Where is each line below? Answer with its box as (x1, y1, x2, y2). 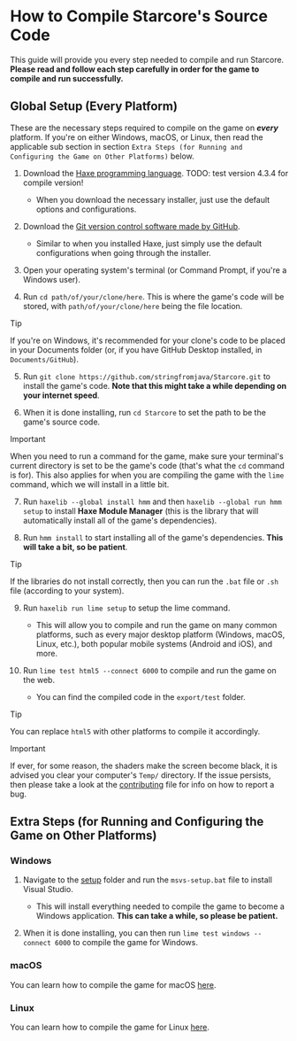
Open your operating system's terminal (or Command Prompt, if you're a (22, 264, 287, 276)
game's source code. (22, 416, 101, 427)
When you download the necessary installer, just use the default (35, 194, 270, 205)
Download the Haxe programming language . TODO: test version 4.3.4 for (22, 167, 289, 178)
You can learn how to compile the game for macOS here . (10, 979, 217, 990)
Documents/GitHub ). (10, 353, 79, 364)
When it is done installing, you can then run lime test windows (22, 928, 250, 938)
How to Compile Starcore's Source (10, 6, 269, 27)
